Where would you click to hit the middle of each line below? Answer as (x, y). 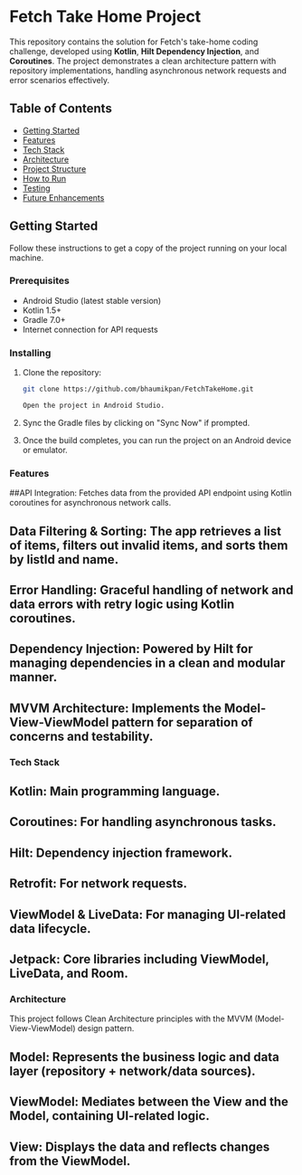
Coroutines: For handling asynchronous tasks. (143, 822)
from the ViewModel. (70, 1161)
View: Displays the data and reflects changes (140, 1147)
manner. (33, 677)
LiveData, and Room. (69, 974)
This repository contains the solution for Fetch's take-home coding (134, 42)
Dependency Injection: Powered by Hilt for (131, 649)
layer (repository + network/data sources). (132, 1071)
